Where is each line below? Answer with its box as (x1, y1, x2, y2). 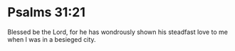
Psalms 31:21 (7, 4, 85, 21)
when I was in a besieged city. (7, 35, 96, 43)
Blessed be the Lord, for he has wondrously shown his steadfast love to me (7, 28, 228, 36)
